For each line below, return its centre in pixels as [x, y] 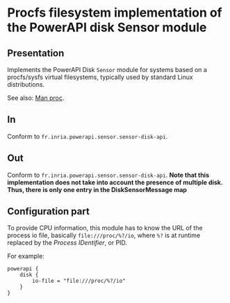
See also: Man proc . [36, 98]
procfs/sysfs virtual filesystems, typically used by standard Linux [100, 77]
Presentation [36, 53]
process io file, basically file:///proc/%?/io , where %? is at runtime [104, 235]
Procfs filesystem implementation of [115, 13]
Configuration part [49, 212]
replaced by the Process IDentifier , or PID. [67, 243]
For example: [26, 256]
